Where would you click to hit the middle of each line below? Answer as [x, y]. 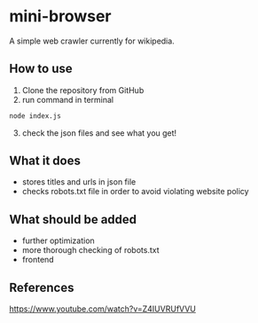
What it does [45, 161]
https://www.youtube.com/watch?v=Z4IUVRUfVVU [103, 309]
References [42, 287]
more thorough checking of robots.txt [90, 250]
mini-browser [60, 16]
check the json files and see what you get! [99, 133]
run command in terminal [67, 99]
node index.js [35, 116]
